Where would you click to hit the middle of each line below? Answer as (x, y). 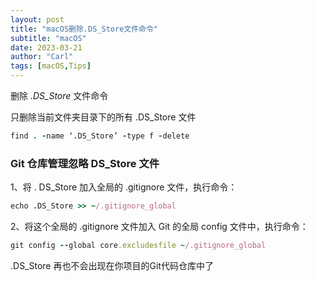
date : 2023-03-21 (46, 47)
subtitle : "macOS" (48, 38)
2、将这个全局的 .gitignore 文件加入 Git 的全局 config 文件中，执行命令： (159, 227)
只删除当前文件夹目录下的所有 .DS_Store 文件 (103, 117)
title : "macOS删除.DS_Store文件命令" (84, 29)
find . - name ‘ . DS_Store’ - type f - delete (100, 136)
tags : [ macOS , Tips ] (51, 66)
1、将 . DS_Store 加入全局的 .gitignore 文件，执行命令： (124, 187)
